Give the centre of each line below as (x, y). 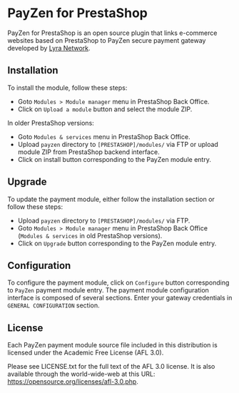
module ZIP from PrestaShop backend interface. (88, 152)
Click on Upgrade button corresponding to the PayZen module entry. (117, 243)
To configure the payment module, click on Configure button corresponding (118, 282)
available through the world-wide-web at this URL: (81, 374)
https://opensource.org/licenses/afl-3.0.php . (73, 382)
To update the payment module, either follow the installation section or (111, 199)
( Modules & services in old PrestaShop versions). (90, 235)
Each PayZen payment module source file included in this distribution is (112, 345)
